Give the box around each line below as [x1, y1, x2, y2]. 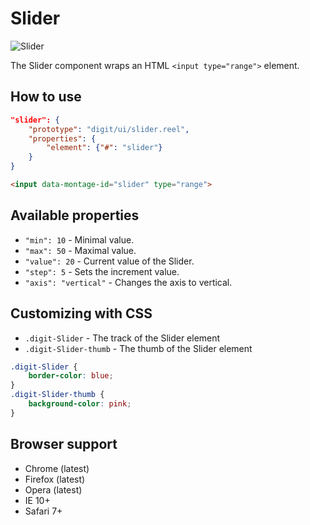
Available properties [10, 207, 140, 224]
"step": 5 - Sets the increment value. [24, 265, 180, 277]
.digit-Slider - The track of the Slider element [24, 332, 221, 344]
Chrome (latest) [24, 462, 90, 474]
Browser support [10, 436, 118, 453]
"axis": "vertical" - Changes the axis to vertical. [24, 276, 233, 288]
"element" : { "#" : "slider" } [46, 143, 163, 153]
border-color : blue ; [28, 371, 114, 381]
